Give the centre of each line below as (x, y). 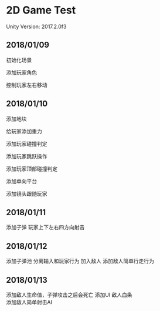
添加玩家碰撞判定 (27, 143)
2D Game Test (41, 10)
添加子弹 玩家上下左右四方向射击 (45, 228)
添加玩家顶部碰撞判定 (32, 169)
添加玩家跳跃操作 (27, 156)
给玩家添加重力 (24, 131)
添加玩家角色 (21, 72)
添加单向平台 (21, 181)
